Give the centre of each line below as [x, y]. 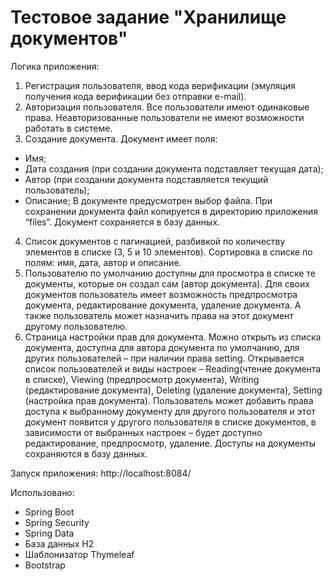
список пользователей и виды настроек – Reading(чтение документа [173, 368]
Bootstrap [45, 565]
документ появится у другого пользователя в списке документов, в [170, 422]
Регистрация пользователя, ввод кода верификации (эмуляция [160, 85]
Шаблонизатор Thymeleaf [79, 554]
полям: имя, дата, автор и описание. [103, 262]
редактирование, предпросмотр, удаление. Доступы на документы [170, 443]
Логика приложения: [55, 66]
